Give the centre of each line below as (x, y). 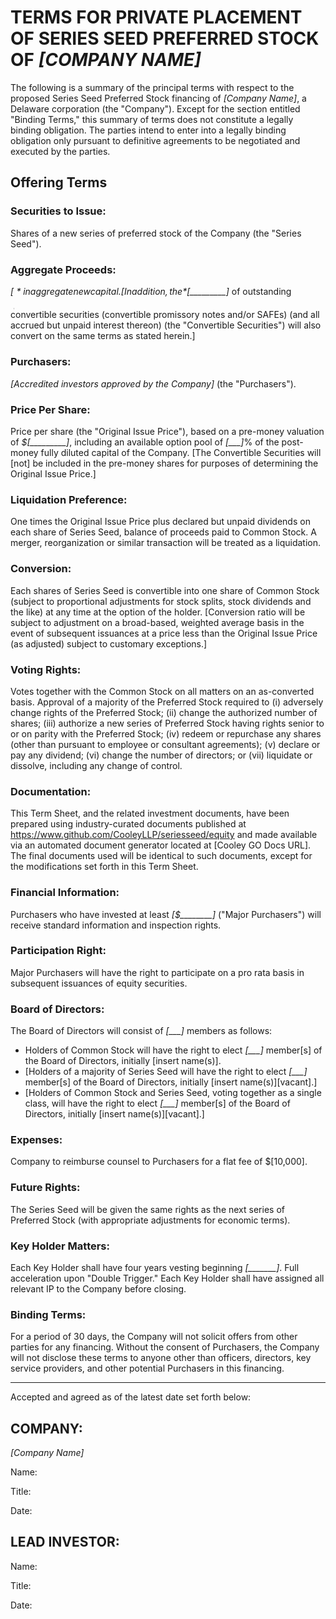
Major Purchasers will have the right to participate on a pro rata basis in (157, 972)
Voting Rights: (46, 669)
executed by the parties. (60, 151)
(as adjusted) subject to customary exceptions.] (109, 643)
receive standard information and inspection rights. (116, 925)
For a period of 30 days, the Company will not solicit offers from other (154, 1337)
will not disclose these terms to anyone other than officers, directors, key (161, 1358)
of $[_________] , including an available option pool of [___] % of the (145, 442)
